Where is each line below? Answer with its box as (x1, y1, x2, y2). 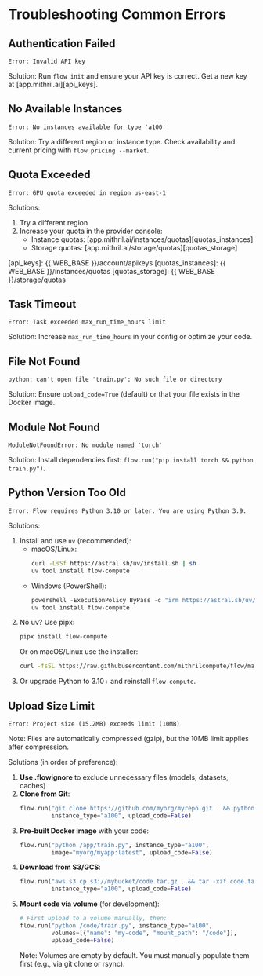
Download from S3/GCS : (19, 862, 102, 872)
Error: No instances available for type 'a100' (8, 123, 167, 131)
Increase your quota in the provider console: (19, 226, 163, 236)
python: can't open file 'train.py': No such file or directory (8, 375, 222, 384)
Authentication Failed (8, 37, 116, 50)
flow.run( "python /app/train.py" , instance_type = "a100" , (19, 841, 210, 849)
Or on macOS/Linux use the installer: (19, 647, 139, 656)
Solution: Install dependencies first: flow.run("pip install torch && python (8, 455, 254, 465)
